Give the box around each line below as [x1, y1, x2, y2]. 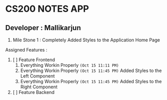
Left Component [20, 73, 55, 79]
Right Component [20, 84, 58, 90]
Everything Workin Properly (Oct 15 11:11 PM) [20, 62, 119, 68]
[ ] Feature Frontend [12, 57, 55, 63]
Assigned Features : [5, 47, 48, 53]
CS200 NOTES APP [5, 3, 89, 15]
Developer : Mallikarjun [5, 23, 81, 32]
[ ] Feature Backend [12, 89, 55, 95]
